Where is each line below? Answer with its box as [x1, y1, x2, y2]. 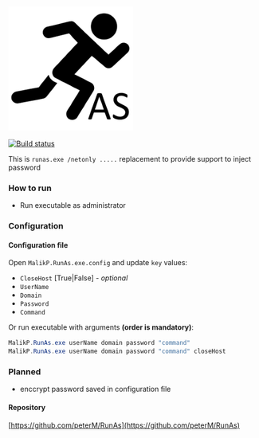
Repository [8, 403, 46, 413]
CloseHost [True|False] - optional [19, 273, 128, 283]
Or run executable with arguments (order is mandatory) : [8, 323, 194, 332]
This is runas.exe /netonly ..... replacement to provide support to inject [8, 154, 252, 163]
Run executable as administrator [19, 201, 126, 210]
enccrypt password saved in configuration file [19, 385, 171, 394]
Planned [8, 366, 41, 377]
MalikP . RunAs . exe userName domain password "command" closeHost [8, 347, 226, 356]
